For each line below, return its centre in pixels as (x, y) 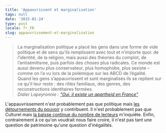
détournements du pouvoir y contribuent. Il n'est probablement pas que (78, 109)
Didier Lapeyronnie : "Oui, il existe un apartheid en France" (78, 94)
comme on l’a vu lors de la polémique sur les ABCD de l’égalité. (82, 73)
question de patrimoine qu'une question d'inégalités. (59, 125)
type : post (16, 24)
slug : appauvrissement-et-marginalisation (50, 33)
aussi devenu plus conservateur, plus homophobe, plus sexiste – (83, 68)
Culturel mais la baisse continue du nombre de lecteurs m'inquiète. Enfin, (80, 114)
